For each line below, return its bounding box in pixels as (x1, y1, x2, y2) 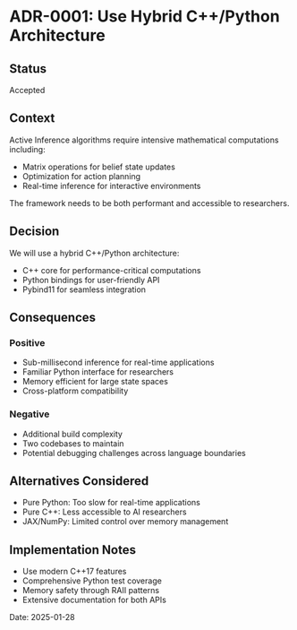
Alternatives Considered (9, 473, 149, 488)
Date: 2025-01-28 (9, 612, 75, 623)
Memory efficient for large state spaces (21, 376, 168, 387)
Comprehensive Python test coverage (21, 575, 163, 586)
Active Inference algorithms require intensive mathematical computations (9, 134, 279, 145)
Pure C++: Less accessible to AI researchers (21, 506, 187, 517)
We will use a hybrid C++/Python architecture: (9, 247, 180, 258)
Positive (9, 336, 46, 349)
